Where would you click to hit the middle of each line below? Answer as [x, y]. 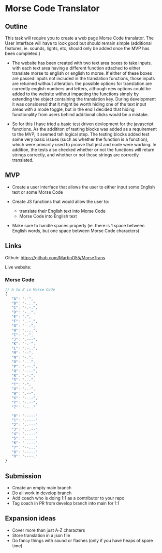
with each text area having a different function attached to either [76, 68]
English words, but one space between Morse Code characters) [76, 231]
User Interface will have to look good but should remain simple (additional [78, 43]
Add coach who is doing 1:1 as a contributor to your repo [68, 498]
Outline [16, 26]
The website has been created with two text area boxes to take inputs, [82, 63]
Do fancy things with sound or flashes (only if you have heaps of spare [82, 540]
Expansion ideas [30, 518]
